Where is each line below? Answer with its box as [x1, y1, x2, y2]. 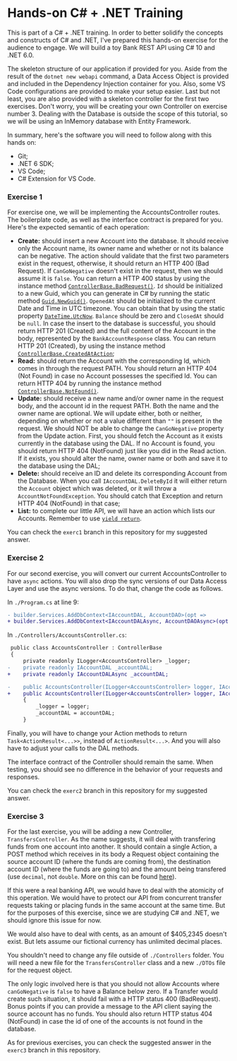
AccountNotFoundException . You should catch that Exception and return [17, 492, 224, 500]
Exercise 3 [7, 811, 44, 821]
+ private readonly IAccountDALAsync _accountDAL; [7, 671, 169, 678]
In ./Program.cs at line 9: [7, 598, 80, 606]
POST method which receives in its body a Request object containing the [7, 850, 219, 858]
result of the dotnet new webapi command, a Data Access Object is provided [7, 72, 229, 80]
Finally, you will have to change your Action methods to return [7, 729, 188, 737]
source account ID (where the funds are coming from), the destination [7, 858, 211, 866]
